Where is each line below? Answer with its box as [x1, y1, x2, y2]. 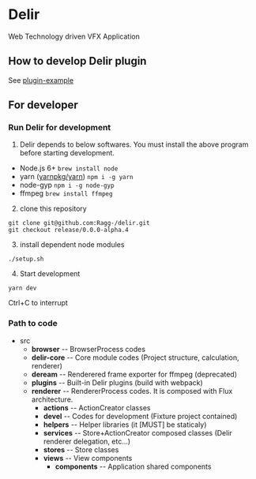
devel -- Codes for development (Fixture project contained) [43, 411, 238, 421]
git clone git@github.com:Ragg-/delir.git [8, 219, 150, 227]
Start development [19, 269, 81, 279]
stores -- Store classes [43, 444, 119, 455]
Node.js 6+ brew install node [19, 163, 119, 173]
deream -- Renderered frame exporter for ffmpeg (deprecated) [31, 369, 238, 379]
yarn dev [8, 284, 37, 293]
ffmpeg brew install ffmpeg [19, 189, 113, 198]
